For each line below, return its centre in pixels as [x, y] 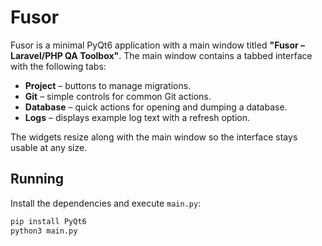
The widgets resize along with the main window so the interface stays [154, 137]
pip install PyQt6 [48, 221]
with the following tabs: [58, 66]
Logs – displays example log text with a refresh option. [137, 117]
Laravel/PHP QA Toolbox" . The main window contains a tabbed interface [161, 55]
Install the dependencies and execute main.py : [106, 203]
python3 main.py [44, 231]
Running [37, 179]
